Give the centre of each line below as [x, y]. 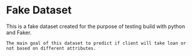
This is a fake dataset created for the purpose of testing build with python [96, 26]
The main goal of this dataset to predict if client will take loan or [96, 43]
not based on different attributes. [51, 48]
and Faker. [19, 32]
